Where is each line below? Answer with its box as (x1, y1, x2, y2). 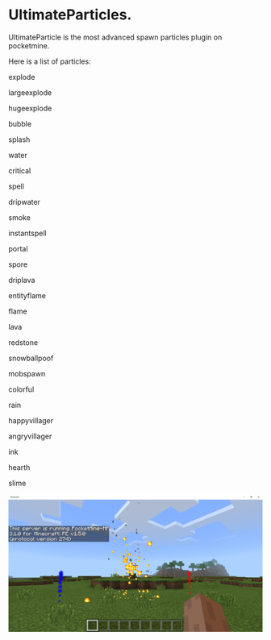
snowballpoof (8, 353, 54, 363)
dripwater (8, 197, 40, 206)
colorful (8, 384, 35, 394)
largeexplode (8, 87, 52, 98)
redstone (8, 337, 39, 347)
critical (8, 165, 31, 175)
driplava (8, 275, 35, 285)
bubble (8, 118, 32, 128)
